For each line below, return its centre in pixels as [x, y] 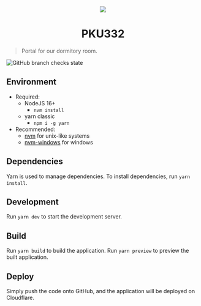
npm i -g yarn [51, 123]
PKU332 [103, 34]
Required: [27, 97]
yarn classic [40, 116]
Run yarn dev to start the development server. [64, 217]
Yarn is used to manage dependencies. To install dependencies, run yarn [98, 176]
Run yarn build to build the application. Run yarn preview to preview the [98, 251]
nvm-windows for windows [59, 142]
